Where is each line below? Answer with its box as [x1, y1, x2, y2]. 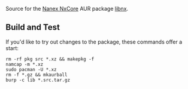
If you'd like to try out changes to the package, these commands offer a [5, 38, 183, 45]
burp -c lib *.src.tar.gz [5, 77, 70, 83]
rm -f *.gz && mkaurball [5, 72, 68, 78]
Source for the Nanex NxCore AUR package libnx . [5, 5, 129, 12]
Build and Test [5, 22, 60, 32]
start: [5, 44, 19, 51]
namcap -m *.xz [5, 61, 44, 67]
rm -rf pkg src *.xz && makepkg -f [5, 56, 95, 62]
